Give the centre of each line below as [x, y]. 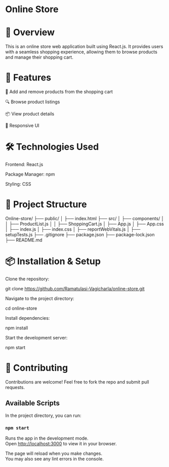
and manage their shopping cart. [39, 57]
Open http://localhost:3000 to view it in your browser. [61, 443]
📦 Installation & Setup [53, 261]
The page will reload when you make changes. [54, 453]
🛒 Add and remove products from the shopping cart [59, 92]
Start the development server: [36, 337]
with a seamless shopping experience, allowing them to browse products [81, 52]
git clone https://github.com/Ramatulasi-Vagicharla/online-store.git [75, 288]
